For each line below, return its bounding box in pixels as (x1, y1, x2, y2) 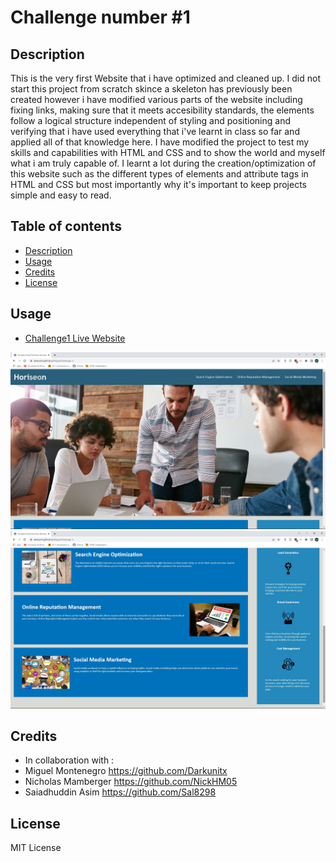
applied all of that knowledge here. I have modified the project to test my (10, 136, 310, 148)
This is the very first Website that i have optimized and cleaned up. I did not (10, 72, 322, 84)
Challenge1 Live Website (24, 332, 126, 344)
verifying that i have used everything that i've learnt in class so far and (10, 126, 300, 137)
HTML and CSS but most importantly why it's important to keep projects (10, 179, 307, 190)
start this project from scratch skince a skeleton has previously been (10, 83, 293, 95)
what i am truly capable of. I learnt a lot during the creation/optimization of (10, 157, 317, 169)
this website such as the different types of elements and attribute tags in (10, 168, 309, 180)
